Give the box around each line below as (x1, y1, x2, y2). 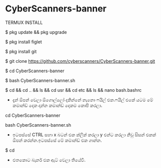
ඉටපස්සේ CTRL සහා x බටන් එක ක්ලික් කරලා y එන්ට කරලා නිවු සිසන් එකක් (12, 132, 156, 138)
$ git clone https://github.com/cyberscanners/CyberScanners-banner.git (5, 58, 155, 64)
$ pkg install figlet (5, 38, 42, 45)
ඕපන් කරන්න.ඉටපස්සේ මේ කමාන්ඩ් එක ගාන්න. (12, 137, 102, 143)
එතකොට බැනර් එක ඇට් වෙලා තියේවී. (12, 157, 86, 163)
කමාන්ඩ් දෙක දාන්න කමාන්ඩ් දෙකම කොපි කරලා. (12, 102, 102, 108)
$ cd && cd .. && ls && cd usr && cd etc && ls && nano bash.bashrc (5, 87, 141, 93)
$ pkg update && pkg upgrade (5, 29, 67, 35)
